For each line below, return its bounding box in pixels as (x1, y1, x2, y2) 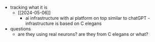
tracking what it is (10, 5, 48, 10)
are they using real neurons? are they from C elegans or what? (17, 31, 148, 37)
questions (10, 26, 32, 32)
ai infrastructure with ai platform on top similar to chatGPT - (25, 15, 150, 21)
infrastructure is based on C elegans (25, 20, 102, 26)
